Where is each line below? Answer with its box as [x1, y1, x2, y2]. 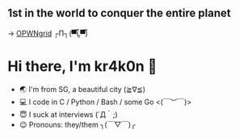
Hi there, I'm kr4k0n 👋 [7, 57, 157, 75]
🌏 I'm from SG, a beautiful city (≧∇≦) [19, 84, 146, 94]
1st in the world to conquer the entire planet [7, 6, 231, 20]
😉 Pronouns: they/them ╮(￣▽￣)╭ [19, 119, 136, 129]
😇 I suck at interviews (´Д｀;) [19, 109, 118, 119]
